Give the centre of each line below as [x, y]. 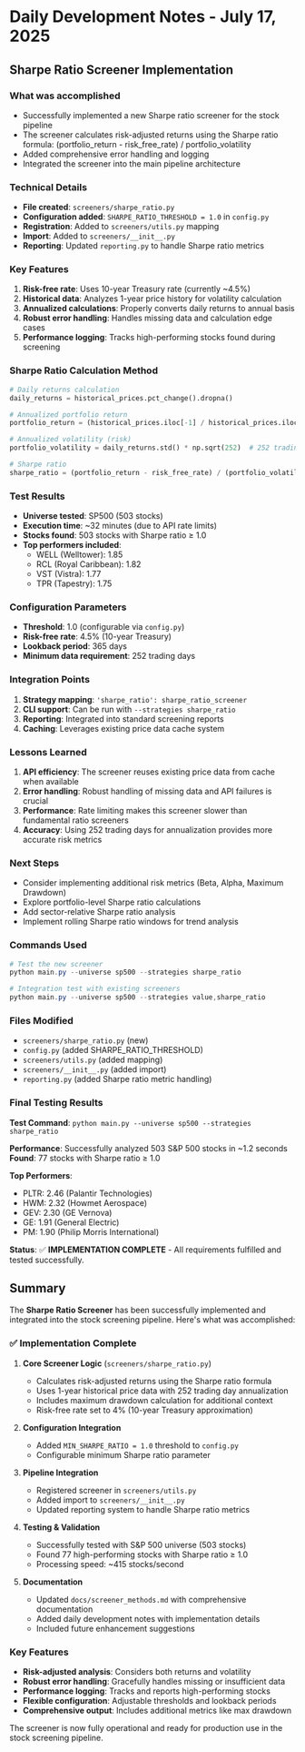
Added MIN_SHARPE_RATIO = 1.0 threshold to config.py [137, 1445]
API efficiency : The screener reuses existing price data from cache [148, 772]
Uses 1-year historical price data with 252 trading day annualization [162, 1391]
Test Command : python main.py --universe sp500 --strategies [131, 1122]
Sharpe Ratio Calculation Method [84, 370]
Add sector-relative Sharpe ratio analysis [99, 912]
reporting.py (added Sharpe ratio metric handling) [117, 1079]
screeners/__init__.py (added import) [94, 1069]
